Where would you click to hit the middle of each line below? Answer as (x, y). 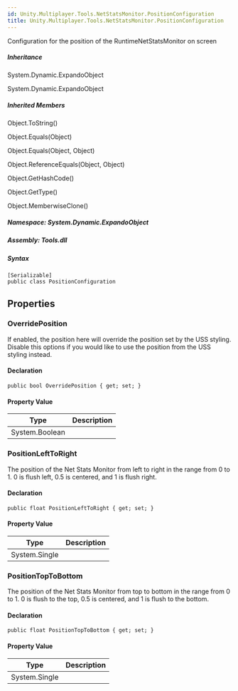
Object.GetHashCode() (41, 178)
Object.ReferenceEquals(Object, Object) (66, 165)
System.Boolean (38, 432)
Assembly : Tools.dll (37, 240)
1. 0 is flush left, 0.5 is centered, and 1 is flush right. (82, 477)
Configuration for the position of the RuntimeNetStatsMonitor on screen (112, 41)
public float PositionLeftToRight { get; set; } (81, 508)
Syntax (18, 258)
